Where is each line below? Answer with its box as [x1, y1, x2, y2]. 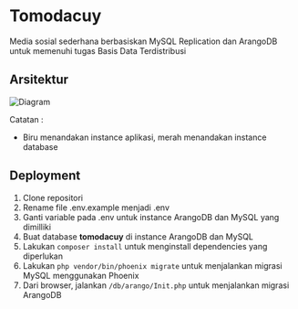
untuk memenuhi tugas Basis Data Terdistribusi [9, 45, 187, 56]
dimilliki [22, 221, 52, 232]
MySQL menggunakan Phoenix [22, 270, 139, 281]
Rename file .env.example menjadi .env [22, 202, 170, 213]
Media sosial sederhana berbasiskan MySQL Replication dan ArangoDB [9, 36, 278, 47]
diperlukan [22, 250, 64, 261]
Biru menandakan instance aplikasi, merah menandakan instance [22, 132, 267, 143]
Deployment [9, 168, 81, 184]
